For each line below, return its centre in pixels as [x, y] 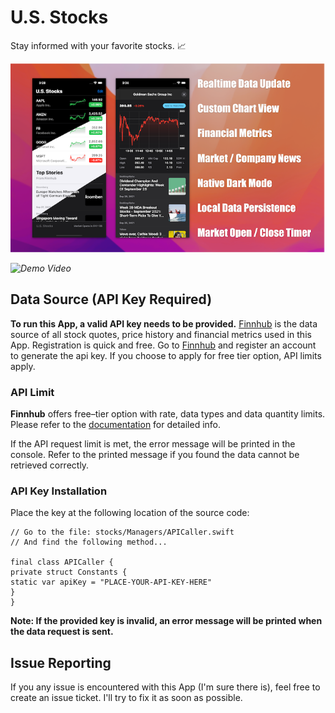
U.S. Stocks [59, 17]
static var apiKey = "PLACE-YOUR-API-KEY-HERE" [111, 582]
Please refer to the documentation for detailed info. [116, 425]
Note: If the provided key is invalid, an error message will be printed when [166, 621]
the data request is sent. [62, 632]
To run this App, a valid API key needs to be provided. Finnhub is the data [164, 323]
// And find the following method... [89, 542]
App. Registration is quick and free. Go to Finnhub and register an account [163, 345]
